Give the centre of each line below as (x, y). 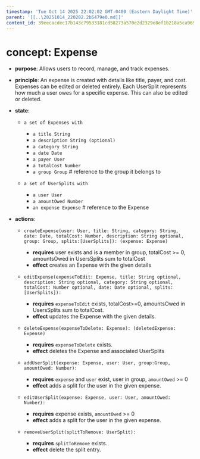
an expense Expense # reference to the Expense (91, 207)
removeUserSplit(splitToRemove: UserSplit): (80, 432)
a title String (51, 135)
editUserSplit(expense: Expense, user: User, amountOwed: (97, 398)
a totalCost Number (57, 166)
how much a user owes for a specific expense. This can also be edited (101, 93)
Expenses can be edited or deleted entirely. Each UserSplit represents (101, 86)
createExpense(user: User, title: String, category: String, (101, 231)
